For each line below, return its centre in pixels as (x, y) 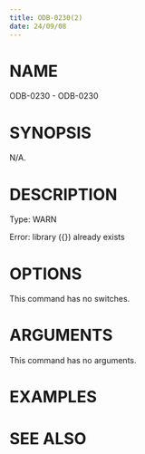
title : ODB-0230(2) (46, 18)
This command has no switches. (70, 299)
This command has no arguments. (73, 361)
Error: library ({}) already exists (67, 237)
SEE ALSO (48, 438)
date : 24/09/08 (38, 26)
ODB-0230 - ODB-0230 (54, 96)
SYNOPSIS (51, 133)
